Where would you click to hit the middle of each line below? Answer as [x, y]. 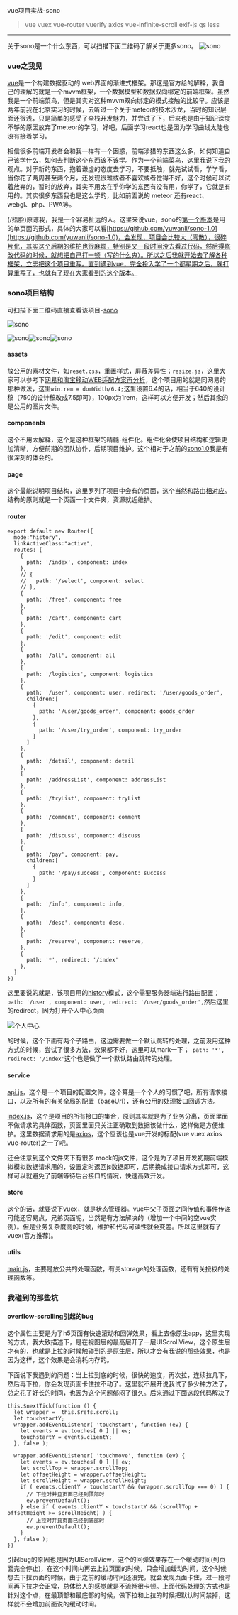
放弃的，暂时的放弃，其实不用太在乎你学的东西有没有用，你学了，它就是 [119, 187]
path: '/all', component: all [70, 656]
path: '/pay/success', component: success [102, 873]
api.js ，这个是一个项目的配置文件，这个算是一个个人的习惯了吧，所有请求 [114, 1092]
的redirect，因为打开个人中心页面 [56, 1011]
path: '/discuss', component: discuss [83, 836]
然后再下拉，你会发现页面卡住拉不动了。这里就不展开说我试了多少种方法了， [119, 1384]
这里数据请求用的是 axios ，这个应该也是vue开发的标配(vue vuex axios [121, 1133]
